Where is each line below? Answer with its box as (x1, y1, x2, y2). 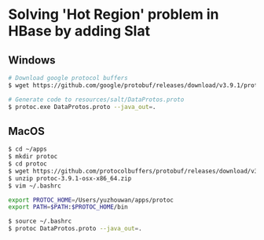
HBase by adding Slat (8, 22, 151, 40)
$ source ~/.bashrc (8, 217, 72, 225)
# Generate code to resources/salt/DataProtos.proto (8, 96, 185, 104)
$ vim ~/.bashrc (8, 182, 61, 190)
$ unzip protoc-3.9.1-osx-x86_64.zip (8, 174, 132, 182)
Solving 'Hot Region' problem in (8, 5, 219, 24)
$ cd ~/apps (8, 145, 47, 154)
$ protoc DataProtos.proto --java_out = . (8, 225, 143, 233)
